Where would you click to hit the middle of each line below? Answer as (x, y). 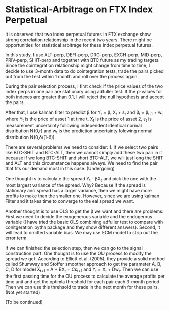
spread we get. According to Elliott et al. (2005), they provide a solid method (85, 259)
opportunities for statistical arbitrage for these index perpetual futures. (79, 45)
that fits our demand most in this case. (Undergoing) (60, 169)
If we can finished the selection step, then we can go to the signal (74, 248)
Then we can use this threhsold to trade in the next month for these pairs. (82, 287)
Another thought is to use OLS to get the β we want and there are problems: (84, 211)
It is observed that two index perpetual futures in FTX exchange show (78, 34)
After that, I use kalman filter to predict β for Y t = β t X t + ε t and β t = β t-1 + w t (84, 113)
